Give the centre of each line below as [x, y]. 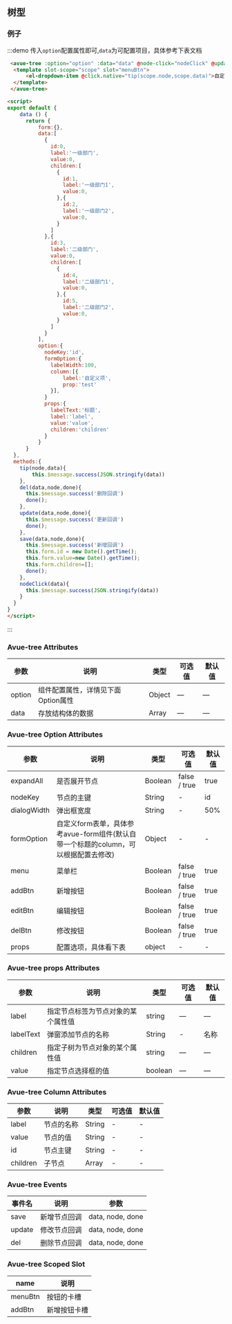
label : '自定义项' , [87, 378]
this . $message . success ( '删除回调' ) [75, 494]
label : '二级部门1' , [89, 282]
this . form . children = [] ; [60, 565]
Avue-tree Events [37, 1185]
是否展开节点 [77, 781]
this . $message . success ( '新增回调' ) [75, 545]
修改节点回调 [61, 1230]
